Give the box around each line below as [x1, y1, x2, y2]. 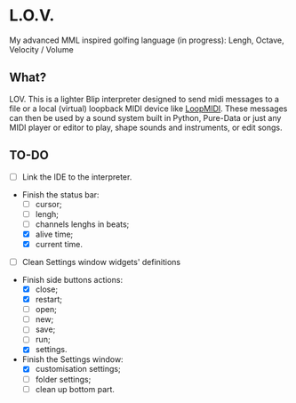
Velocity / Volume [9, 44, 74, 54]
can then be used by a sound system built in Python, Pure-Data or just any [9, 112, 282, 123]
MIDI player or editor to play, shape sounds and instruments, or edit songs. [9, 122, 283, 133]
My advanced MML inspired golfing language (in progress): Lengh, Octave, [9, 35, 284, 45]
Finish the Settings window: [21, 354, 124, 365]
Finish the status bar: [21, 189, 100, 200]
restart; [35, 294, 62, 305]
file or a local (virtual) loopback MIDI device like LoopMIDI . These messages [9, 103, 288, 114]
